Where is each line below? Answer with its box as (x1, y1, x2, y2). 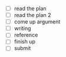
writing (14, 25, 31, 32)
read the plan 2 (14, 12, 51, 19)
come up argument (14, 18, 61, 25)
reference (14, 32, 38, 39)
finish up (14, 38, 36, 45)
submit (14, 45, 31, 52)
